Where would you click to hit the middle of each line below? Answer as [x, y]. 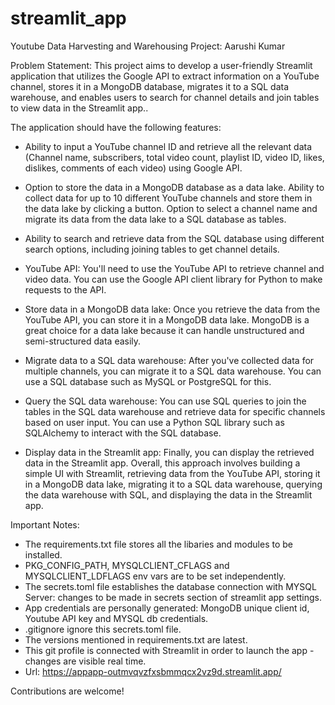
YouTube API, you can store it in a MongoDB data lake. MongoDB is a [167, 319]
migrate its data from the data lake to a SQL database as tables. [155, 219]
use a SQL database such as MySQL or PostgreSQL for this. [148, 381]
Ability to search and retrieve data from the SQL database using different [174, 238]
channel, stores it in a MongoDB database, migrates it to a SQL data [150, 86]
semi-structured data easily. [83, 341]
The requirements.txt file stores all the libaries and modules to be [158, 544]
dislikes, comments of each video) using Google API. [133, 168]
